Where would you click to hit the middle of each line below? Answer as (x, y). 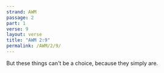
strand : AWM (21, 12)
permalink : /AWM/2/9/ (34, 46)
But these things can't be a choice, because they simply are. (82, 63)
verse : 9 (17, 29)
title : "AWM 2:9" (28, 40)
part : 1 (16, 23)
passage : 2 (20, 18)
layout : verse (24, 35)
